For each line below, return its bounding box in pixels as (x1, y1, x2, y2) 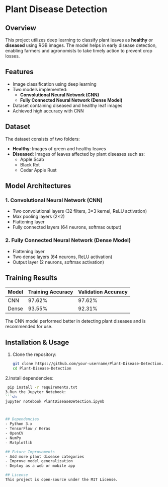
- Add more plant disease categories (5, 454, 85, 459)
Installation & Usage (5, 338, 69, 346)
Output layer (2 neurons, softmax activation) (12, 259, 105, 265)
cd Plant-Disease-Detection (12, 366, 71, 371)
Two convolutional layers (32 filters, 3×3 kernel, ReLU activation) (12, 208, 147, 214)
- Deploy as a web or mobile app (5, 463, 75, 468)
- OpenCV (5, 431, 24, 436)
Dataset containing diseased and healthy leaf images (12, 102, 123, 108)
